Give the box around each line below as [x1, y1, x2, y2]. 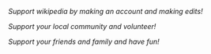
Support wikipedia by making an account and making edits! [8, 7, 203, 16]
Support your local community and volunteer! [8, 22, 156, 31]
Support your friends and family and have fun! [8, 37, 160, 46]
